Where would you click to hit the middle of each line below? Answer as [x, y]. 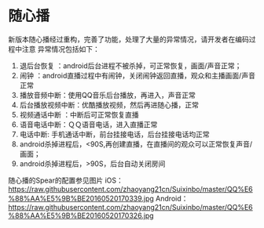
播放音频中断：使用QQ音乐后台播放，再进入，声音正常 [108, 95]
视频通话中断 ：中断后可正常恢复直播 [79, 114]
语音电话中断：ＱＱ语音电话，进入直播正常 [88, 124]
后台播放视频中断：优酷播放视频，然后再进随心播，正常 [109, 105]
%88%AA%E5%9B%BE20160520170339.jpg [81, 198]
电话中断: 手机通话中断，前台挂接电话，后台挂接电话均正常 [114, 134]
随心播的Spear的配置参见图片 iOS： [66, 180]
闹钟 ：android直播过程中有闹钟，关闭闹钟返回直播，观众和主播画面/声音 [137, 75]
